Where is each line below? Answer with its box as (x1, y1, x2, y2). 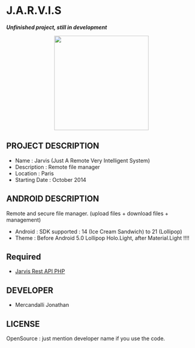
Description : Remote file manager (14, 163, 100, 170)
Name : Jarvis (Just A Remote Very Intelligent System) (14, 156, 150, 164)
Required (6, 251, 41, 262)
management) (6, 216, 41, 224)
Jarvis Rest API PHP (14, 268, 65, 275)
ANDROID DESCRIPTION (6, 194, 100, 204)
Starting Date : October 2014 (14, 176, 86, 183)
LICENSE (6, 318, 40, 329)
